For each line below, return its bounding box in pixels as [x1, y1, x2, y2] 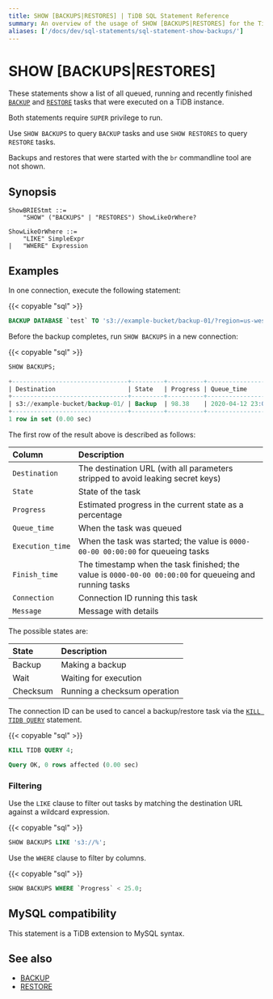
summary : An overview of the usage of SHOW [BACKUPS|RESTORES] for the [8, 19, 254, 28]
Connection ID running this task [78, 592, 198, 604]
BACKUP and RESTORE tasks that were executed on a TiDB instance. [8, 97, 225, 107]
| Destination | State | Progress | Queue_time [8, 385, 248, 393]
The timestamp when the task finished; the [78, 558, 240, 570]
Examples [8, 264, 59, 278]
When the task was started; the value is [78, 536, 228, 547]
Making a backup [61, 659, 127, 670]
